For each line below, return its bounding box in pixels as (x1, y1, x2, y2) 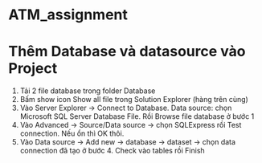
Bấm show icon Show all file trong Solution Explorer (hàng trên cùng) (19, 95, 249, 104)
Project (8, 59, 58, 78)
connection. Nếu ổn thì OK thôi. (19, 128, 125, 138)
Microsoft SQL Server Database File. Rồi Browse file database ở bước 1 (19, 112, 255, 121)
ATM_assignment (8, 6, 129, 24)
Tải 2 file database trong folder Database (19, 86, 156, 96)
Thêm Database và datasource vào (8, 43, 246, 61)
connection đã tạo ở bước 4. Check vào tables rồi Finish (19, 146, 205, 156)
